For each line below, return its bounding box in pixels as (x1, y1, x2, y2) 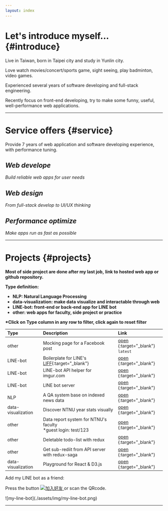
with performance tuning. (5, 147, 57, 153)
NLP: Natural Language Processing (12, 293, 87, 299)
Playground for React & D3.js (42, 461, 102, 467)
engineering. (5, 88, 31, 94)
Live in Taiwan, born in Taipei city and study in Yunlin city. (5, 58, 124, 64)
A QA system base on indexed (42, 392, 105, 398)
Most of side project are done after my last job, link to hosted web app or (5, 268, 159, 275)
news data (42, 397, 64, 403)
